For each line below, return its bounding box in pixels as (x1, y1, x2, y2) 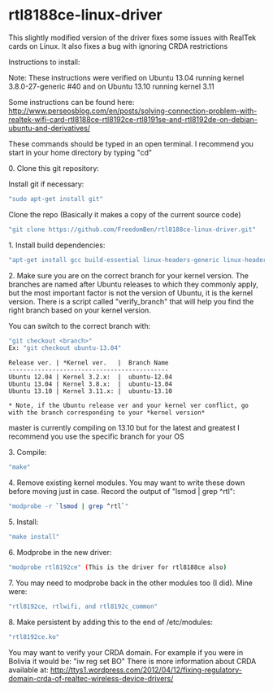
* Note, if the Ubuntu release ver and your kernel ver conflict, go (8, 401, 249, 410)
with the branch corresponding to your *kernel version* (8, 409, 206, 417)
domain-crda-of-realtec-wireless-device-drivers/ (8, 673, 174, 683)
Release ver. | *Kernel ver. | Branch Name (8, 359, 169, 367)
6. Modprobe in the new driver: (8, 547, 112, 557)
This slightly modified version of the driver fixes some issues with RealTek (8, 33, 257, 42)
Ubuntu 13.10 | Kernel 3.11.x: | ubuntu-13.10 (8, 387, 173, 396)
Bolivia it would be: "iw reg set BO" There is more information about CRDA (8, 656, 257, 666)
